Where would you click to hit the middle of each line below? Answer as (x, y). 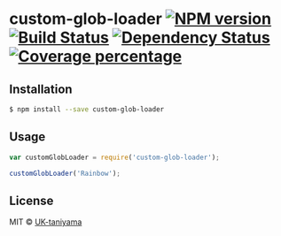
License (31, 200)
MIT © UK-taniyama (46, 222)
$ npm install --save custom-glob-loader (87, 110)
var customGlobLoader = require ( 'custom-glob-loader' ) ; (114, 157)
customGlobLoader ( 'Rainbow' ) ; (65, 173)
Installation (41, 89)
